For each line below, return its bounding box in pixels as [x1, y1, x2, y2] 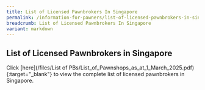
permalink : [6, 14, 34, 21]
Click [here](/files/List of [6, 64, 68, 71]
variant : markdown [6, 25, 53, 32]
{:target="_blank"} [6, 71, 52, 78]
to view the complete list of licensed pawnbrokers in [53, 71, 185, 78]
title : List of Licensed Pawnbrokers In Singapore [6, 8, 138, 15]
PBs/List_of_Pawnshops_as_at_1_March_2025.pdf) [68, 64, 195, 71]
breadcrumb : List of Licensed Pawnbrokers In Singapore [6, 20, 151, 26]
